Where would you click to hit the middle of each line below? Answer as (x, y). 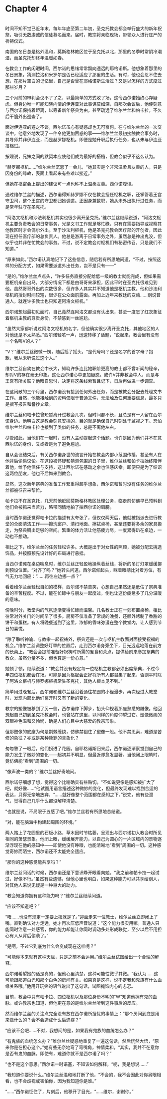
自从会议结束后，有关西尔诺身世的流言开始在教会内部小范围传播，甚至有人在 (83, 454)
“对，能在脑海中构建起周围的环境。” (41, 822)
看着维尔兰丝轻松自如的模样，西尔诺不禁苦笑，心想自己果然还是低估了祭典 (81, 586)
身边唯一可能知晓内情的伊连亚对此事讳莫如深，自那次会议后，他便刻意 (90, 104)
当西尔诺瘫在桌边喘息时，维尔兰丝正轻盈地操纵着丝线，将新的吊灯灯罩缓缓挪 (83, 563)
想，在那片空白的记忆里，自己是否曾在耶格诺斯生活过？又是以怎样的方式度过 (83, 81)
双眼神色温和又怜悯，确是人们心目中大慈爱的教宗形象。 (62, 721)
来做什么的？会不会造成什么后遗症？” (43, 1020)
